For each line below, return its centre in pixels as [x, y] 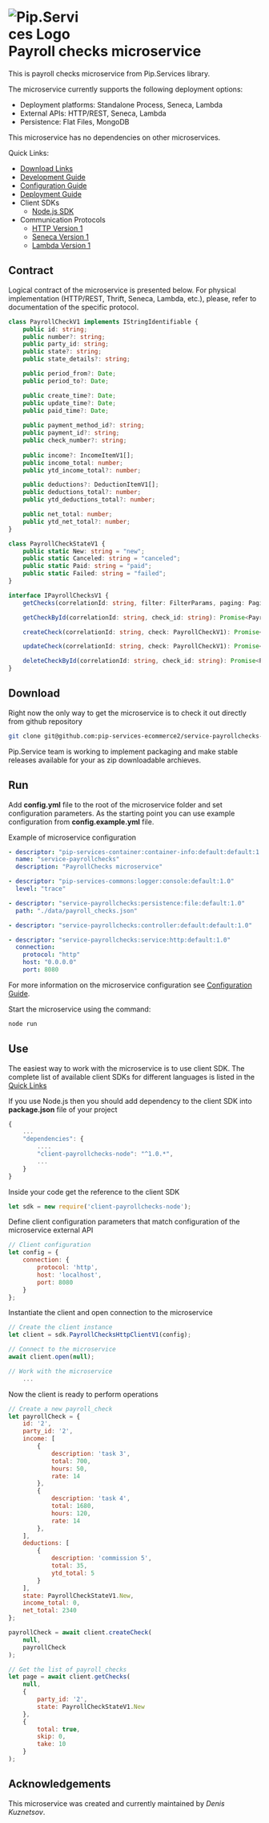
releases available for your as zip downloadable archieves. [105, 760]
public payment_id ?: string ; [71, 433]
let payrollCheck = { [44, 1416]
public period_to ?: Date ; [66, 381]
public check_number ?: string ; [75, 440]
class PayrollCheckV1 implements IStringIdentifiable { [103, 321]
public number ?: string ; [64, 337]
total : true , [59, 1729]
